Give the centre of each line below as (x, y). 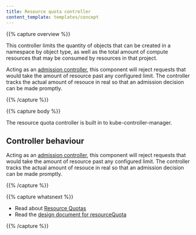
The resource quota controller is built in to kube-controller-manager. (89, 122)
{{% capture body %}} (33, 111)
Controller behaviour (45, 141)
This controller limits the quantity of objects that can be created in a (89, 45)
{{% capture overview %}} (38, 34)
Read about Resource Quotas (50, 208)
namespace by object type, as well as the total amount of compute (87, 51)
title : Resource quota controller (49, 12)
